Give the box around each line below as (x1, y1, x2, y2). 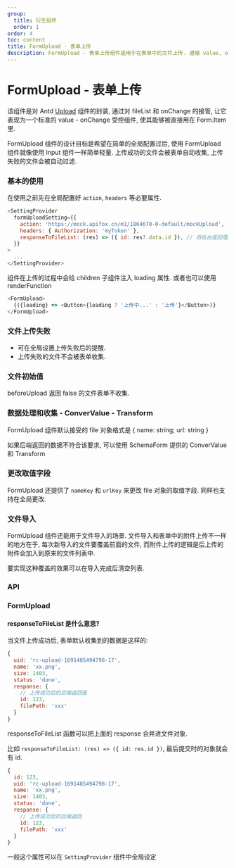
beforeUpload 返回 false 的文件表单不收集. (7, 389, 130, 398)
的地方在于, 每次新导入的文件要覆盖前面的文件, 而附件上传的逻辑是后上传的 (7, 540, 223, 549)
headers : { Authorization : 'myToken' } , (20, 227, 140, 234)
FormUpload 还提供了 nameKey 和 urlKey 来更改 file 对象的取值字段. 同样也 (7, 486, 219, 494)
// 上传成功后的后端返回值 (20, 689, 87, 697)
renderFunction (7, 281, 52, 289)
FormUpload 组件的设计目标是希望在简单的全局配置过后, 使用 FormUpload (7, 139, 221, 148)
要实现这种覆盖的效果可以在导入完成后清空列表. (7, 564, 145, 572)
